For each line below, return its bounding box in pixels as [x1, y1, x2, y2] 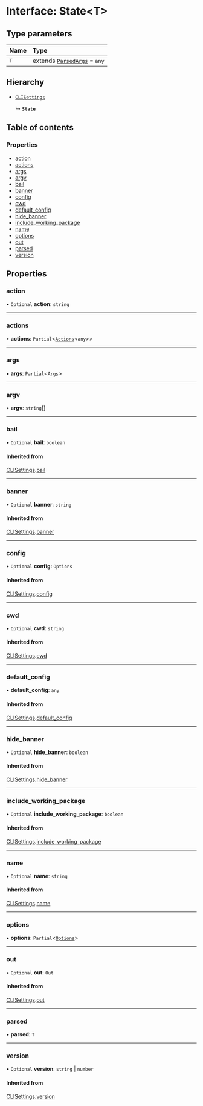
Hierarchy [6, 77, 45, 87]
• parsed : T [6, 1031, 35, 1038]
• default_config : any [6, 687, 60, 694]
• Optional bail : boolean [6, 439, 65, 446]
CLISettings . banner [6, 528, 54, 536]
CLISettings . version [6, 1093, 56, 1100]
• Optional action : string [6, 301, 69, 308]
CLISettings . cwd [6, 652, 47, 659]
